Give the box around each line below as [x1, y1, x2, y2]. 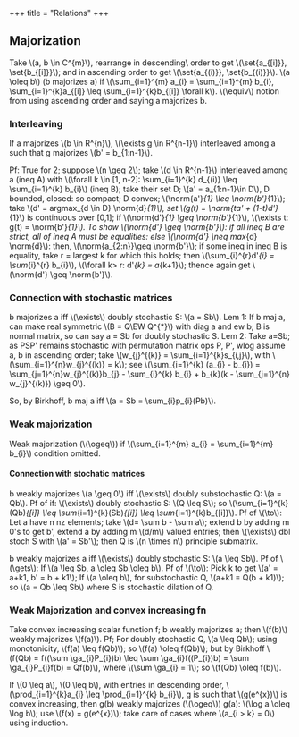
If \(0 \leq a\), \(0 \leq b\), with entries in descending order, [9, 680, 225, 690]
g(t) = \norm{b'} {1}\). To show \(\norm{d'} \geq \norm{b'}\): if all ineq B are [9, 222, 286, 233]
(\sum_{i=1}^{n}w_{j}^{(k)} [9, 360, 105, 370]
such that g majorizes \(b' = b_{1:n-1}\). [9, 148, 154, 158]
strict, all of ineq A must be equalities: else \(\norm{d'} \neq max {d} [9, 232, 258, 242]
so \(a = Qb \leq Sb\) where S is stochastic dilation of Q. [9, 581, 214, 592]
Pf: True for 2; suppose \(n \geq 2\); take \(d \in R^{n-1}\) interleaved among [9, 165, 288, 175]
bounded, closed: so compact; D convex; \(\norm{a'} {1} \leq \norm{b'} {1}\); [9, 193, 286, 204]
